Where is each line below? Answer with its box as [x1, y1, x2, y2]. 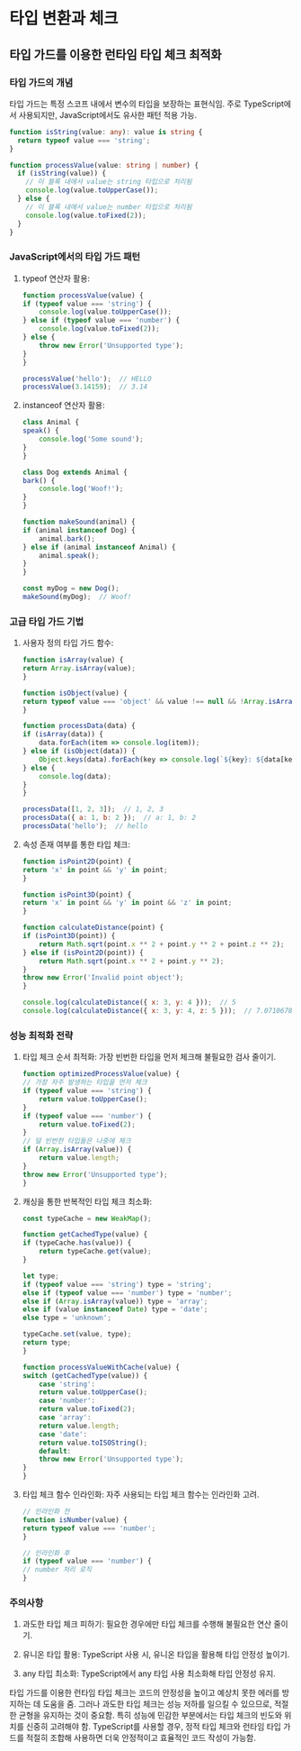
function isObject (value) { [22, 689, 128, 698]
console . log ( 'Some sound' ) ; [39, 434, 144, 444]
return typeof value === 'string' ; [17, 136, 151, 145]
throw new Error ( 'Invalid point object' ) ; [22, 973, 184, 982]
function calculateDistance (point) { [22, 923, 164, 933]
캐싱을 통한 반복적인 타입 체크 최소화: [22, 1196, 153, 1207]
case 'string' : [39, 1380, 96, 1389]
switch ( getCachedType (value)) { [22, 1371, 148, 1380]
